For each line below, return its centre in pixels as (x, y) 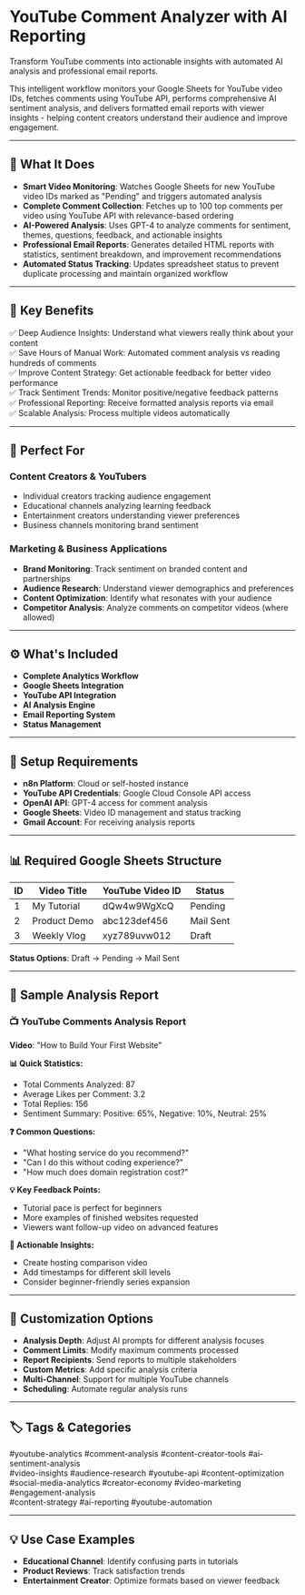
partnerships (46, 578)
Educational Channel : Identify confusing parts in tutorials (130, 1561)
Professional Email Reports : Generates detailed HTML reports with (148, 244)
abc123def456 (136, 920)
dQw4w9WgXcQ (138, 906)
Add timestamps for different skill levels (96, 1272)
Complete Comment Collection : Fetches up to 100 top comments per (152, 206)
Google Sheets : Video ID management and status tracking (132, 813)
